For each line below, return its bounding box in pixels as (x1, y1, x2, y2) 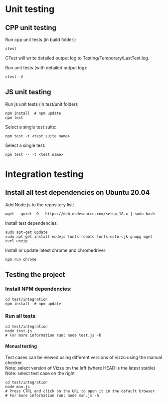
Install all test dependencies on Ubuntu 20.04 (5, 188, 150, 197)
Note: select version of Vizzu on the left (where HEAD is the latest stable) (5, 365, 156, 371)
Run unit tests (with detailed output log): (5, 65, 88, 70)
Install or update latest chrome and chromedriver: (5, 247, 107, 253)
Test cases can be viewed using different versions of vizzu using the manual (5, 355, 163, 360)
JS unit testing (5, 88, 51, 96)
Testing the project (5, 271, 66, 279)
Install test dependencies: (5, 220, 58, 226)
